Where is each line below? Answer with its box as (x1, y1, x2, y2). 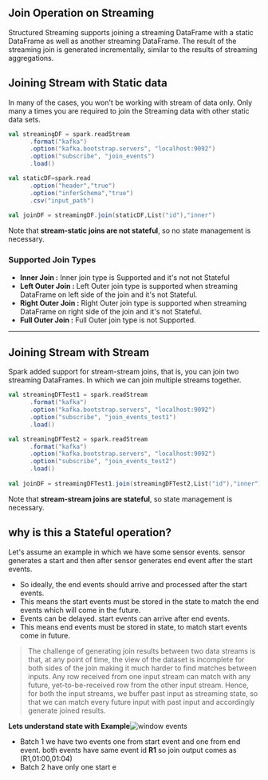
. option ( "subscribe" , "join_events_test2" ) (29, 458, 177, 466)
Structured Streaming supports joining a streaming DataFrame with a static (8, 27, 254, 37)
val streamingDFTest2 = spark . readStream (8, 435, 148, 443)
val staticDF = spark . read (8, 174, 91, 182)
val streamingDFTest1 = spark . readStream (8, 391, 148, 399)
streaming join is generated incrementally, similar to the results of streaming (8, 44, 258, 54)
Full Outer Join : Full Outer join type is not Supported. (19, 315, 196, 325)
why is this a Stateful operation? (8, 526, 172, 539)
